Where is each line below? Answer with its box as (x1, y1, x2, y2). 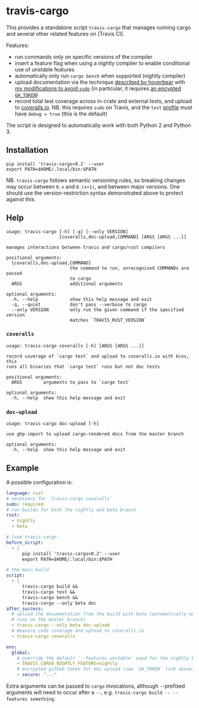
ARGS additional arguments (11, 281, 123, 287)
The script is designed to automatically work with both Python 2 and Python (6, 121, 191, 129)
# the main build (6, 567, 49, 573)
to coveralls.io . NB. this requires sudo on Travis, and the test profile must (14, 104, 192, 111)
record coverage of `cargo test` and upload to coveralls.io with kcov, (6, 353, 190, 359)
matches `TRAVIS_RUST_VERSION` (69, 317, 147, 323)
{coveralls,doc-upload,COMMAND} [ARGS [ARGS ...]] (59, 234, 187, 240)
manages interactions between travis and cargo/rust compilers (6, 244, 166, 250)
